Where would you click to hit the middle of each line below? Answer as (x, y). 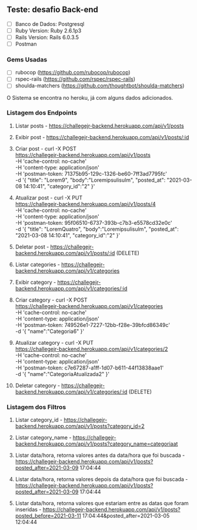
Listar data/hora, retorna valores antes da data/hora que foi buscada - (100, 455)
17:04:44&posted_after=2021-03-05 (126, 516)
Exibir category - (36, 282)
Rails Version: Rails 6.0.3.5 (47, 37)
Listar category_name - (43, 438)
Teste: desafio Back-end (53, 10)
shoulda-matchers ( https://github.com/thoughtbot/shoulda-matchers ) (100, 86)
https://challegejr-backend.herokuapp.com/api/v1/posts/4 (86, 204)
